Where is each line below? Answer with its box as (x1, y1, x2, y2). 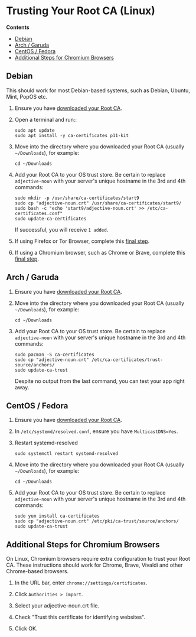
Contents (6, 24, 30, 31)
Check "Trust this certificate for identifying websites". (14, 613, 146, 621)
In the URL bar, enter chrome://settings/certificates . (14, 579, 148, 586)
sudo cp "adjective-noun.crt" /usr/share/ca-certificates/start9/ (14, 200, 182, 206)
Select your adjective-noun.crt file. (14, 602, 100, 609)
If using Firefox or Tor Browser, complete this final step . (14, 238, 150, 245)
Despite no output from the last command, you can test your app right (14, 377, 185, 385)
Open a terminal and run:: (14, 116, 77, 123)
